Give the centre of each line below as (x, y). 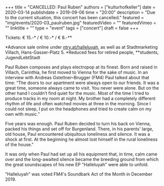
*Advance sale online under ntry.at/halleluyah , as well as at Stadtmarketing (82, 47)
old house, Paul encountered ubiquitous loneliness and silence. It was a (78, 134)
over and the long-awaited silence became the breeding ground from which (82, 159)
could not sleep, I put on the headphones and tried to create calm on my (78, 109)
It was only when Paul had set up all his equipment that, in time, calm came (81, 154)
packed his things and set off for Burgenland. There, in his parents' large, (79, 129)
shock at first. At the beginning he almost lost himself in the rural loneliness (81, 139)
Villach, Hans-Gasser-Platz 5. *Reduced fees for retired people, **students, (82, 52)
